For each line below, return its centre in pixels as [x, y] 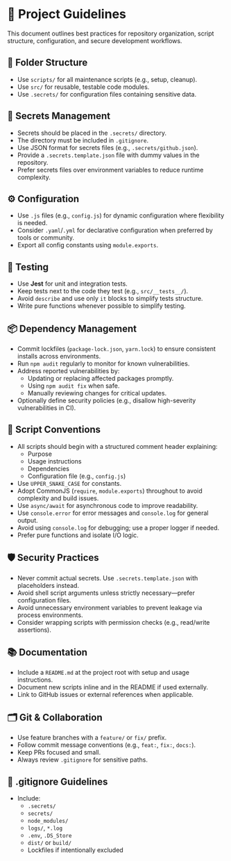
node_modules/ [48, 821]
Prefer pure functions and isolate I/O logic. [78, 535]
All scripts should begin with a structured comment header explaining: [117, 446]
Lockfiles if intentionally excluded [75, 850]
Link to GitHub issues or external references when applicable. [105, 695]
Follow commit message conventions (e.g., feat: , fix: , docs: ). [106, 745]
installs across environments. [59, 356]
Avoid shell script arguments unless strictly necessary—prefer [106, 593]
